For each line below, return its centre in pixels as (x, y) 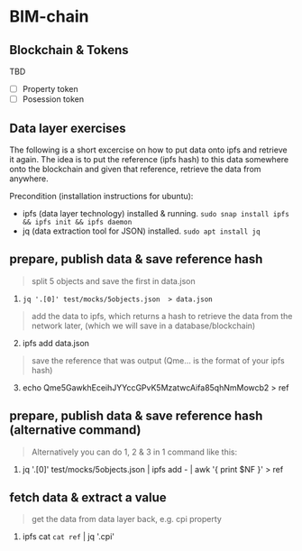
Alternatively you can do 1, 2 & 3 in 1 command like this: (134, 452)
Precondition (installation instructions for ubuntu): (101, 196)
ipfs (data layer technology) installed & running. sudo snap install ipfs (156, 213)
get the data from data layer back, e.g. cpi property (127, 519)
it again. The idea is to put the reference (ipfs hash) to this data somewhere (149, 159)
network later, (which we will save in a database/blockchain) (143, 326)
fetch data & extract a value (88, 497)
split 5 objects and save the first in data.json (113, 280)
